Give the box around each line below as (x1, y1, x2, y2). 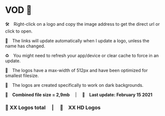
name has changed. (5, 43, 45, 49)
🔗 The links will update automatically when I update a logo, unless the (5, 38, 149, 43)
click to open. (5, 28, 33, 34)
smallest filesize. (5, 73, 39, 78)
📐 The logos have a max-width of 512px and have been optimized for (5, 67, 148, 73)
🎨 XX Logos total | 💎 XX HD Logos (5, 104, 101, 111)
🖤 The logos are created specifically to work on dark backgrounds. (5, 82, 144, 88)
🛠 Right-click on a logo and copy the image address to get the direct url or (5, 21, 160, 27)
